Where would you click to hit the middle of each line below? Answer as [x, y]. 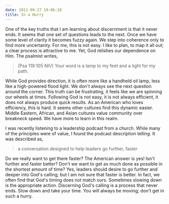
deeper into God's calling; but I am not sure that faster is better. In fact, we [82, 174]
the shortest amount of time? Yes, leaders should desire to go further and [81, 169]
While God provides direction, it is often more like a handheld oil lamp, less [83, 81]
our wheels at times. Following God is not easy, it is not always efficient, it [82, 97]
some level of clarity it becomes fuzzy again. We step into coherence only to [85, 40]
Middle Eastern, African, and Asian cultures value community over [74, 113]
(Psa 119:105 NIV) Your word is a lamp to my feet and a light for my [87, 66]
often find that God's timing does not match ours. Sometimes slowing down [84, 180]
